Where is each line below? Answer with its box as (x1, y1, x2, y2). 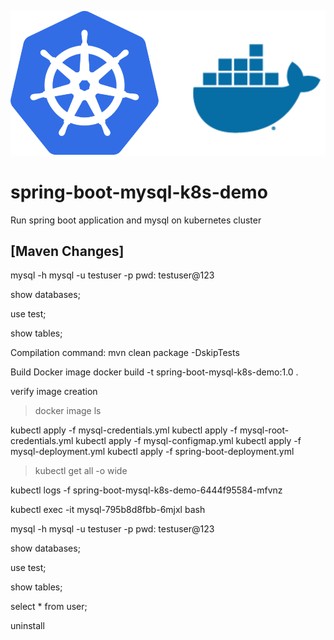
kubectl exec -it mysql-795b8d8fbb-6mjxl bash (10, 504, 206, 516)
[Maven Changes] (10, 242, 125, 260)
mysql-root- (239, 424, 290, 436)
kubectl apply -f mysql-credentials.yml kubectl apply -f (10, 424, 238, 436)
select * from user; (10, 601, 88, 613)
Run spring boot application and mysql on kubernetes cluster (10, 214, 262, 226)
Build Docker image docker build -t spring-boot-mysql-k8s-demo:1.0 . (10, 366, 299, 378)
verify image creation (10, 386, 98, 398)
